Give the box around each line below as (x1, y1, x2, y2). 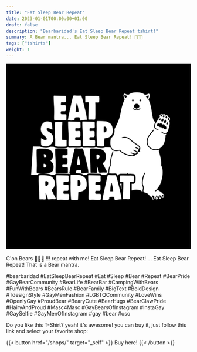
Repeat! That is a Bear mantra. (6, 261, 80, 268)
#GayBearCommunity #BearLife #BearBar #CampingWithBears (6, 279, 159, 286)
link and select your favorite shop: (6, 327, 89, 334)
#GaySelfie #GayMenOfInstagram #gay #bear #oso (6, 310, 131, 317)
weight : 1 (6, 47, 30, 53)
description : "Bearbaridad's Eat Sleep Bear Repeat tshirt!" (6, 28, 159, 34)
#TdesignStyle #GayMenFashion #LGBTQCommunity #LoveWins (6, 291, 162, 298)
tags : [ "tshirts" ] (6, 41, 51, 46)
